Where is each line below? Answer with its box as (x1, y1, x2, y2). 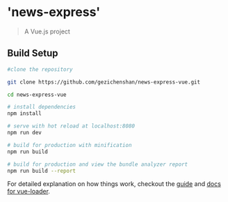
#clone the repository (7, 65, 73, 73)
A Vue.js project (24, 27, 71, 36)
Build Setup (7, 47, 58, 59)
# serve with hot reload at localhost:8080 (7, 123, 136, 130)
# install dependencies (7, 104, 76, 111)
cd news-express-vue (7, 91, 67, 98)
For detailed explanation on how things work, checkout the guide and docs (7, 180, 221, 188)
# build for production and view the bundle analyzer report (7, 161, 188, 168)
